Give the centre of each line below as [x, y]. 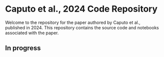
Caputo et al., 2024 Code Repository [81, 9]
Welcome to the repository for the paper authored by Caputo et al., [73, 22]
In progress [23, 48]
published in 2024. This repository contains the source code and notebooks [82, 27]
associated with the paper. [32, 33]
